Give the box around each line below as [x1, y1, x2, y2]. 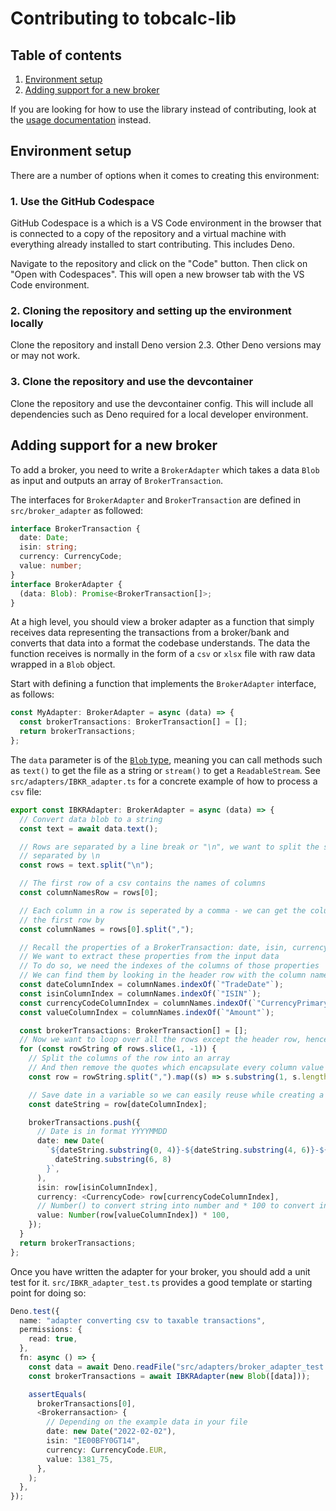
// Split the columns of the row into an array [28, 1053, 230, 1064]
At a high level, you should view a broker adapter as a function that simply [10, 616, 315, 628]
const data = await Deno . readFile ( [28, 1362, 177, 1372]
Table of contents [10, 47, 122, 64]
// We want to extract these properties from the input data [19, 952, 280, 962]
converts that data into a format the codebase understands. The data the [10, 637, 311, 649]
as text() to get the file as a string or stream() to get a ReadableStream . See [10, 764, 321, 776]
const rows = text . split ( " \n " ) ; [19, 860, 155, 871]
